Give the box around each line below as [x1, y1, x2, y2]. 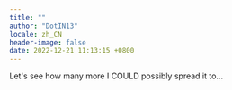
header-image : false [9, 37, 87, 47]
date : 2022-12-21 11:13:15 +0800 [9, 46, 135, 55]
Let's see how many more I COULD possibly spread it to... [9, 70, 223, 81]
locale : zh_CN [9, 29, 63, 38]
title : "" [9, 12, 47, 22]
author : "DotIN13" [9, 21, 78, 30]
